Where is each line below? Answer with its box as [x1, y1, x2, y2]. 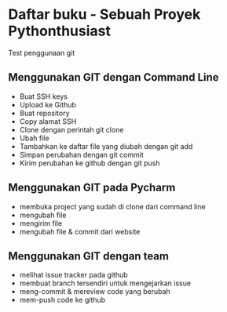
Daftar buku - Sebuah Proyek [8, 5, 201, 24]
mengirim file [19, 218, 63, 228]
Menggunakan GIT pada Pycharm [8, 181, 176, 194]
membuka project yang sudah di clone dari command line [19, 201, 206, 211]
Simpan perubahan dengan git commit [19, 150, 144, 159]
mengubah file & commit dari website [19, 227, 141, 236]
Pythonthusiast [8, 22, 112, 40]
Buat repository [19, 108, 70, 118]
